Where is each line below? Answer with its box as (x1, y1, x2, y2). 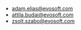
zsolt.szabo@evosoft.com (11, 18, 75, 24)
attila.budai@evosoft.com (11, 11, 74, 18)
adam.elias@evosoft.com (11, 5, 73, 12)
